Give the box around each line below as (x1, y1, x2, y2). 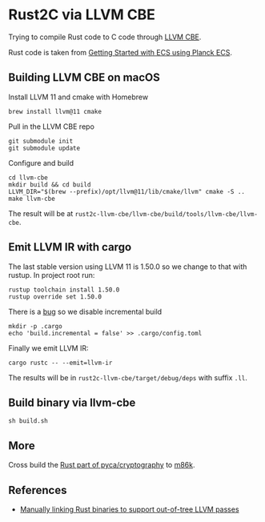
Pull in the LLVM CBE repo (8, 122, 94, 131)
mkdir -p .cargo (8, 322, 62, 330)
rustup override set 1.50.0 (8, 292, 102, 301)
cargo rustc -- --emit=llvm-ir (8, 359, 113, 367)
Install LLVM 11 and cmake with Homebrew (8, 92, 149, 102)
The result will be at (8, 208, 74, 218)
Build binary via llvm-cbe (8, 396, 136, 409)
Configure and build (8, 158, 74, 167)
